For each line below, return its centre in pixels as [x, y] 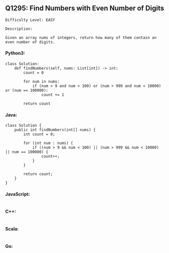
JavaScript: [18, 194]
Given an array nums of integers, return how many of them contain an [81, 37]
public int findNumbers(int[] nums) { [55, 130]
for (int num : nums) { [48, 143]
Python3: [15, 53]
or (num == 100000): [27, 90]
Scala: [12, 229]
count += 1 [53, 95]
